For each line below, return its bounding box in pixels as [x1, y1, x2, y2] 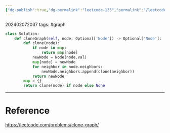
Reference [5, 105, 50, 117]
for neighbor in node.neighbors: [32, 64, 103, 69]
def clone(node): [23, 41, 60, 46]
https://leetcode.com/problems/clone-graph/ [5, 122, 99, 128]
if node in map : [32, 45, 67, 51]
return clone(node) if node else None [23, 83, 105, 88]
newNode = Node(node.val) [32, 55, 87, 60]
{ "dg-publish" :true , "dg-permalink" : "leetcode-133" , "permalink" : [5, 7, 144, 13]
